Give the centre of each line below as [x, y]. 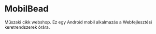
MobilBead [27, 9]
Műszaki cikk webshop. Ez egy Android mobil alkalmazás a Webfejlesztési [78, 22]
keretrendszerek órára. [27, 27]
